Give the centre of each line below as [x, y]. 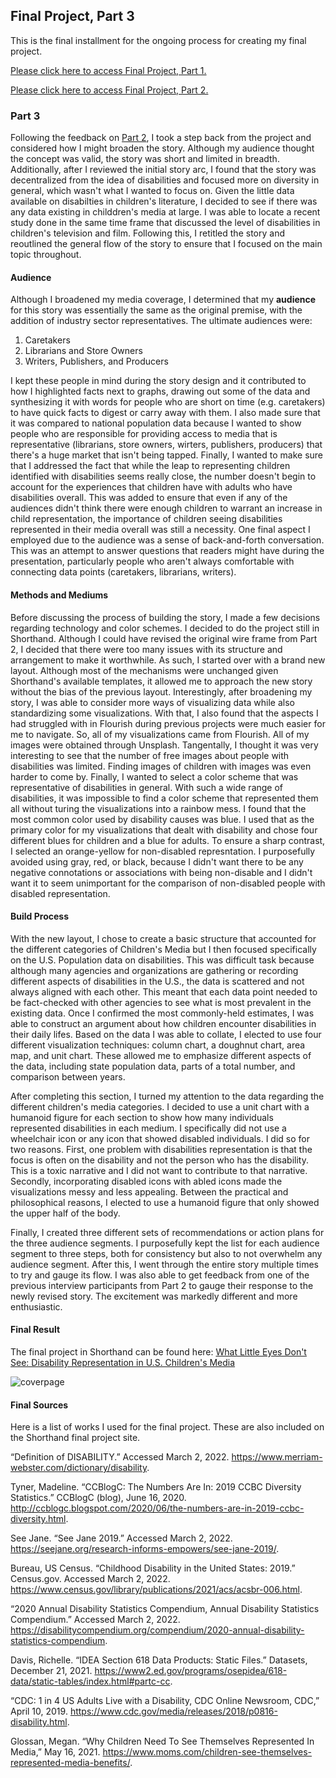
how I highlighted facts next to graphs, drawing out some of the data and [160, 391]
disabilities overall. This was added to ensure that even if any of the [149, 498]
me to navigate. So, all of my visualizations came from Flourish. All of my [160, 734]
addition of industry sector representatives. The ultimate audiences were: [161, 321]
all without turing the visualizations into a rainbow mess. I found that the [158, 808]
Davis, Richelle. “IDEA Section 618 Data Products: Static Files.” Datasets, [159, 1660]
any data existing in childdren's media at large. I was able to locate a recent [165, 212]
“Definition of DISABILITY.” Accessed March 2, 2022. [120, 1457]
